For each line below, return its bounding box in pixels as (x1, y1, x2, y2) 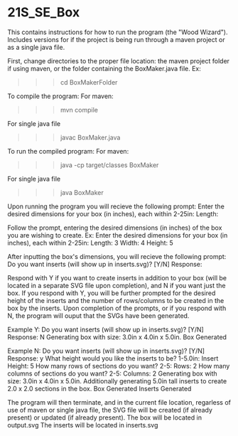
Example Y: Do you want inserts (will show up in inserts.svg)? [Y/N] (7, 325, 204, 334)
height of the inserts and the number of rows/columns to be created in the (7, 296, 225, 304)
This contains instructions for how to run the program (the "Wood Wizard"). (7, 28, 228, 36)
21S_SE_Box (7, 4, 80, 21)
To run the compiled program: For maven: (7, 147, 129, 155)
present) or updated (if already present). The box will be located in (7, 413, 202, 422)
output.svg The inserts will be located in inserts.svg (7, 420, 158, 429)
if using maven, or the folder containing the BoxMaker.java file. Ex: (7, 64, 201, 73)
